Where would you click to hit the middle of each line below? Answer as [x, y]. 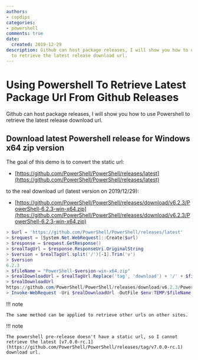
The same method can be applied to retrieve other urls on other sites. [97, 315]
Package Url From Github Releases [93, 97]
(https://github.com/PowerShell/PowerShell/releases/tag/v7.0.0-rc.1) [95, 347]
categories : [21, 22]
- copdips [18, 17]
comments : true [25, 34]
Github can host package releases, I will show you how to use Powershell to [98, 113]
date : [13, 39]
